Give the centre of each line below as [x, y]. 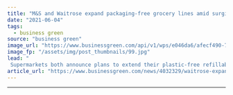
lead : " [18, 59]
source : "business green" [44, 39]
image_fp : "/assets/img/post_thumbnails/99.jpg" [79, 52]
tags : [15, 26]
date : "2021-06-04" [35, 20]
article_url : [26, 71]
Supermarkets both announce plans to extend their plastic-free [105, 65]
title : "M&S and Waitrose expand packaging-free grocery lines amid [108, 13]
